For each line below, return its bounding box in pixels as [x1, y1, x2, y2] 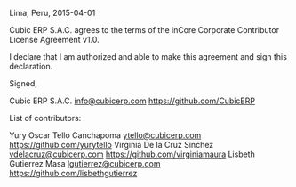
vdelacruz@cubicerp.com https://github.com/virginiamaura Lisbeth [9, 149, 255, 159]
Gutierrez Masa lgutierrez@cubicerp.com [9, 159, 161, 168]
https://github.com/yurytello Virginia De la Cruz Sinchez [9, 140, 214, 150]
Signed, [9, 78, 37, 88]
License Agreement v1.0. [9, 35, 100, 45]
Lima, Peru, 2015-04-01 [9, 8, 96, 18]
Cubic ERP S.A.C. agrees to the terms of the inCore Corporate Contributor [9, 25, 280, 35]
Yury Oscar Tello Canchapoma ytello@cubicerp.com [9, 130, 202, 141]
